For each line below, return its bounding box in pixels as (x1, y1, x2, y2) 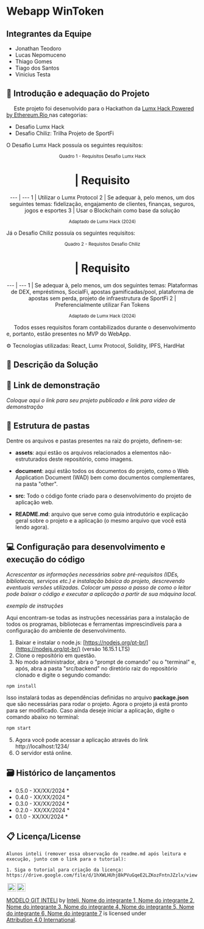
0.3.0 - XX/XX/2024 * (15, 800, 70, 807)
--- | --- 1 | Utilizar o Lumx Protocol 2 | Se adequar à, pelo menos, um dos (10, 194, 195, 201)
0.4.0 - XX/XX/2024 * (15, 793, 70, 801)
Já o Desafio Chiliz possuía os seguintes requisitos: (6, 229, 136, 237)
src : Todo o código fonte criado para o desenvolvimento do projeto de (15, 492, 192, 499)
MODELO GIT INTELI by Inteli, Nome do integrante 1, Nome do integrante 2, (6, 897, 195, 904)
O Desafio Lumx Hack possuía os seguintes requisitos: (6, 141, 143, 149)
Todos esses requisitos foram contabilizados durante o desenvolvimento (13, 323, 196, 331)
